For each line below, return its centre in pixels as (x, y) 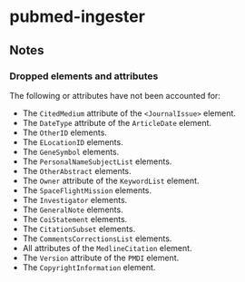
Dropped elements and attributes (84, 76)
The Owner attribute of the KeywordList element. (111, 180)
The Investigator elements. (75, 199)
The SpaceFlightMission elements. (87, 190)
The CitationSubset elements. (79, 229)
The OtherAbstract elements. (77, 170)
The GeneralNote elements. (73, 209)
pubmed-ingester (77, 17)
